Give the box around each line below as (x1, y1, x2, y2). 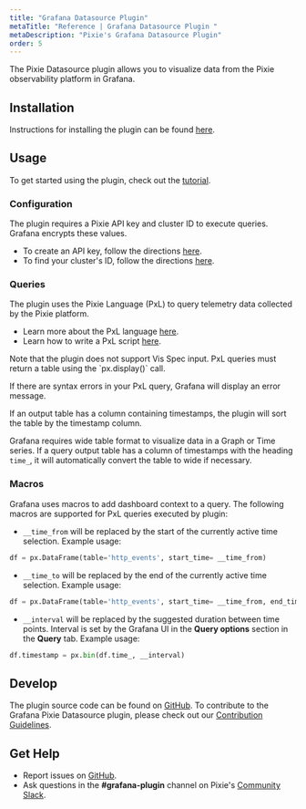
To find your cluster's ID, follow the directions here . (22, 255, 215, 266)
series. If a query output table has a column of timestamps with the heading (9, 445, 293, 456)
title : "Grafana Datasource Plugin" (9, 13, 148, 23)
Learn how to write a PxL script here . (22, 336, 162, 347)
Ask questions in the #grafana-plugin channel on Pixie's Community (22, 780, 280, 791)
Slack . (22, 790, 46, 801)
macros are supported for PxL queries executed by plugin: (9, 508, 229, 519)
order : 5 (9, 38, 43, 48)
